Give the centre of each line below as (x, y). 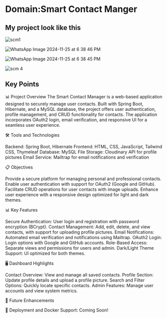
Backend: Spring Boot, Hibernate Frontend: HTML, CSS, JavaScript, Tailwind (84, 146)
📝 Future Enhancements (30, 300)
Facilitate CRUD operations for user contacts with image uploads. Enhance (82, 189)
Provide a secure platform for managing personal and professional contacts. (83, 179)
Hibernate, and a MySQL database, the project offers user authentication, (81, 109)
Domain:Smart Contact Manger (71, 9)
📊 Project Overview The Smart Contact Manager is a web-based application (84, 96)
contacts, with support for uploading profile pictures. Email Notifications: (80, 232)
